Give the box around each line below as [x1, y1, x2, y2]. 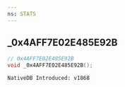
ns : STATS [7, 10, 37, 18]
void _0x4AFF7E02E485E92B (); [7, 62, 93, 69]
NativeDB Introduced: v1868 [7, 75, 90, 82]
